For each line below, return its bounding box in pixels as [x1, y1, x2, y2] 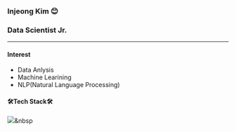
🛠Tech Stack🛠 [7, 98, 53, 106]
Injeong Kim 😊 [7, 6, 58, 16]
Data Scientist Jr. [7, 25, 67, 34]
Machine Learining [17, 73, 72, 81]
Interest [7, 50, 31, 58]
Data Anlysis [17, 66, 54, 74]
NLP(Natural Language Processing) [17, 81, 121, 89]
